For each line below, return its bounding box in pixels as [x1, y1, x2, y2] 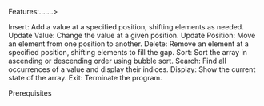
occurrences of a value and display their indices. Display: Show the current [8, 65, 256, 74]
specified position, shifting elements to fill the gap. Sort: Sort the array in [8, 48, 248, 57]
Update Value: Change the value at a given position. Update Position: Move [8, 31, 256, 40]
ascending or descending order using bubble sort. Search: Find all [8, 56, 226, 65]
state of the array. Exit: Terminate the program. [8, 73, 162, 82]
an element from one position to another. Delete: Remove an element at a [8, 39, 250, 49]
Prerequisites [8, 88, 52, 98]
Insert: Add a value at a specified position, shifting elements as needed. [8, 22, 244, 31]
